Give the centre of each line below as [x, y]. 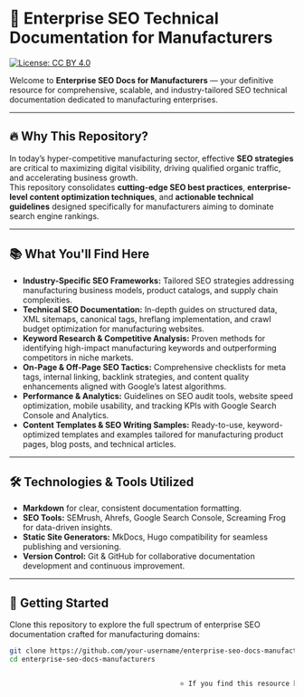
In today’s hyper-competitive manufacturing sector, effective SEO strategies [152, 158]
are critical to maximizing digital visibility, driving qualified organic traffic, [145, 167]
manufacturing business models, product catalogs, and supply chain [150, 290]
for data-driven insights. [67, 528]
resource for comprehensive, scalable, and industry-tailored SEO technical [148, 90]
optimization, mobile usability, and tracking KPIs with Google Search [150, 406]
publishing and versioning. [72, 547]
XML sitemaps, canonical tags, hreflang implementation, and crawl [147, 319]
